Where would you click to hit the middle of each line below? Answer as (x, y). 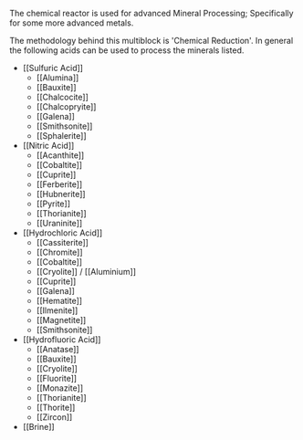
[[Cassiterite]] (63, 242)
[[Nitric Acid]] (48, 146)
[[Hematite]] (59, 301)
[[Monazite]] (60, 388)
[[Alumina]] (57, 78)
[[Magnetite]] (61, 320)
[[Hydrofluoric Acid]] (62, 340)
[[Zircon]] (54, 417)
